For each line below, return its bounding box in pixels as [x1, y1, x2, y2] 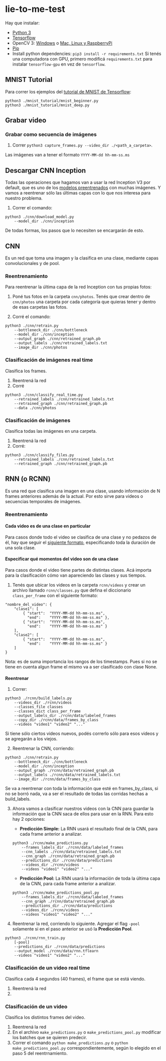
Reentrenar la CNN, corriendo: [12, 745, 74, 751]
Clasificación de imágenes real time [5, 356, 93, 363]
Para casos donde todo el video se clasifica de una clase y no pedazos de [5, 534, 157, 540]
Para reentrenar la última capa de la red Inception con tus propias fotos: [5, 284, 152, 290]
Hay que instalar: [5, 20, 40, 26]
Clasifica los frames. [5, 368, 47, 374]
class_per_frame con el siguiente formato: [12, 593, 98, 598]
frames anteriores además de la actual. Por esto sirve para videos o [5, 493, 143, 499]
